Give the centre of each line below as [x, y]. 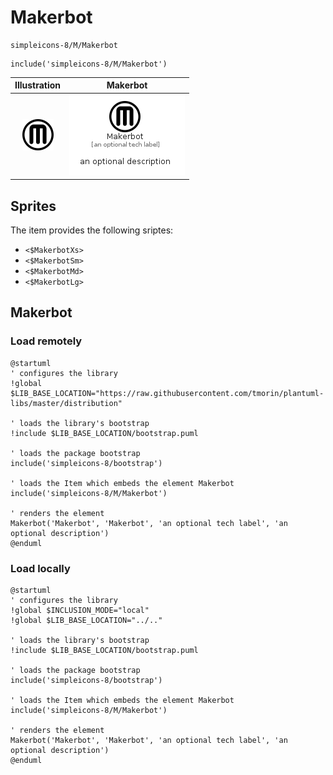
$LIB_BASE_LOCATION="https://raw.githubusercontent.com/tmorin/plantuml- [167, 393]
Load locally [40, 568]
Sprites [33, 206]
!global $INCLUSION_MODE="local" [80, 610]
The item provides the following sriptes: [92, 230]
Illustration [38, 85]
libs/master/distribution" [66, 403]
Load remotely [46, 341]
